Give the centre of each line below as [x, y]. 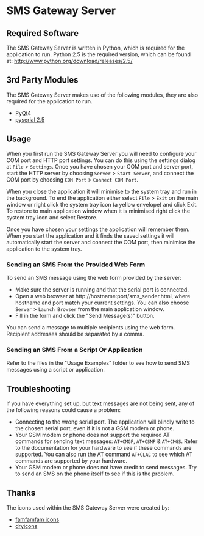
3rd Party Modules [42, 80]
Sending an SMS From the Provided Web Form [76, 265]
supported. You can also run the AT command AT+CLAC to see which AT [104, 454]
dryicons [26, 526]
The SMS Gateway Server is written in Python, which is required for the [96, 48]
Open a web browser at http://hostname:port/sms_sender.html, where [103, 296]
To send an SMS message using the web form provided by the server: [94, 277]
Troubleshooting [39, 389]
